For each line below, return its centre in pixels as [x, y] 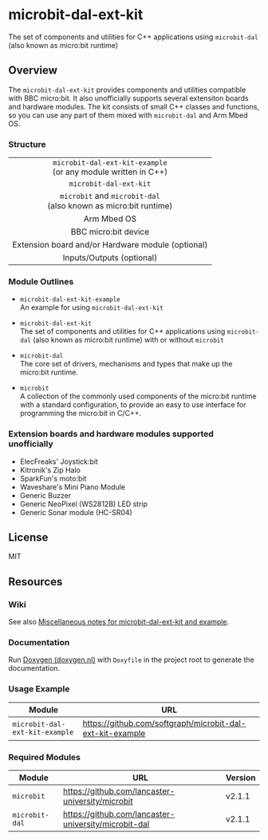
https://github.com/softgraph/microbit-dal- [164, 723]
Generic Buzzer [45, 495]
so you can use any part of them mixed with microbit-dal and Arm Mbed [128, 115]
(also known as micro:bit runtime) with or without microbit [129, 340]
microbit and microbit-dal [110, 196]
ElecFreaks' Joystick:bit [59, 462]
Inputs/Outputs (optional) [110, 258]
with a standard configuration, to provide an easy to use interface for [133, 405]
